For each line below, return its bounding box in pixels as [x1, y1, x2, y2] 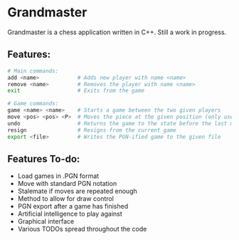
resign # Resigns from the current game [7, 126, 176, 134]
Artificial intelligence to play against [17, 209, 122, 218]
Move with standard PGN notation [17, 179, 117, 188]
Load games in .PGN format [17, 172, 100, 180]
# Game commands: [7, 100, 59, 108]
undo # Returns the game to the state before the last [7, 120, 228, 127]
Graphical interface [17, 217, 75, 226]
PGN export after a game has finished [17, 202, 129, 211]
